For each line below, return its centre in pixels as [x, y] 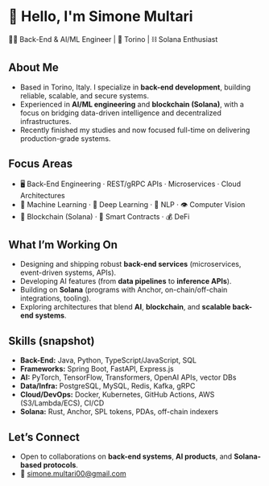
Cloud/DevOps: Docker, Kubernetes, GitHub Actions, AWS [117, 395]
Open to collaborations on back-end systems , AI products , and [126, 456]
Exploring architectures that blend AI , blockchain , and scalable [125, 307]
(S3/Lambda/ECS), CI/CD [62, 403]
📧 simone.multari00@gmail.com [73, 474]
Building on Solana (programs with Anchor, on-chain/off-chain [124, 290]
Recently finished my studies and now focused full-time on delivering [135, 130]
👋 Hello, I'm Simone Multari [101, 17]
